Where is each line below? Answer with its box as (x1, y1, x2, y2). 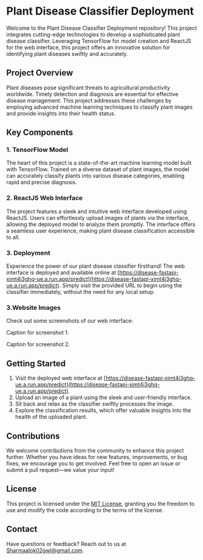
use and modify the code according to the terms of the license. (6, 506, 164, 514)
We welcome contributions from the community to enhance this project (6, 446, 184, 454)
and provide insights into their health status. (6, 109, 116, 117)
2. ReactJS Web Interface (6, 194, 83, 202)
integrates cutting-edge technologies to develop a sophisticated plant (6, 30, 181, 38)
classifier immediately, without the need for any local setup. (6, 289, 155, 296)
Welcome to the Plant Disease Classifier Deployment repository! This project (6, 24, 197, 32)
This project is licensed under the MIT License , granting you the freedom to (6, 500, 195, 507)
